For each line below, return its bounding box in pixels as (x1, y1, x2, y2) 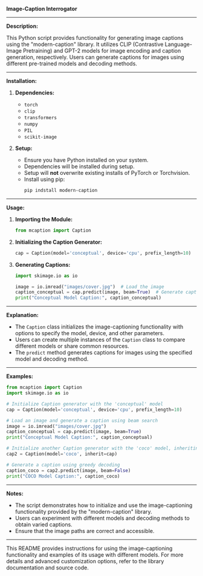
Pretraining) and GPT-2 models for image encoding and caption (23, 47, 181, 54)
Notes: (6, 489, 24, 497)
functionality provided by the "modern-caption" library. (14, 508, 152, 515)
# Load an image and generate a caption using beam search (6, 417, 158, 424)
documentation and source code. (6, 564, 89, 571)
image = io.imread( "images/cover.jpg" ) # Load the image (14, 284, 164, 290)
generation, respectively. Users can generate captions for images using (6, 54, 184, 61)
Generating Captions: (14, 261, 71, 268)
